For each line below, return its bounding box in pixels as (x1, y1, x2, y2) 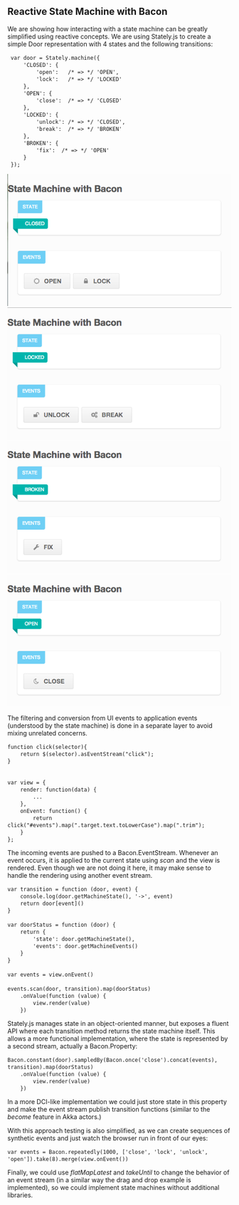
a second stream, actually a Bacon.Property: (7, 1041, 138, 1050)
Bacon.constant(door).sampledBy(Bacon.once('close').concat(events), (7, 1056, 218, 1063)
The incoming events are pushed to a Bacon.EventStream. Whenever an (7, 848, 218, 856)
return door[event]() (20, 900, 84, 907)
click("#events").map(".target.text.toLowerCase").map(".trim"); (7, 822, 205, 829)
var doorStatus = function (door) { (7, 921, 116, 928)
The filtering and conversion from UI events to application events (7, 713, 198, 722)
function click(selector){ (7, 743, 87, 750)
